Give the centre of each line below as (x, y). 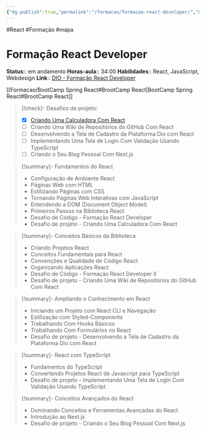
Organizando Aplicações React (70, 267)
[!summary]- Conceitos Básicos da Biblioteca (78, 236)
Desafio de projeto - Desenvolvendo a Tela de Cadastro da (105, 336)
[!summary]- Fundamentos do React (67, 166)
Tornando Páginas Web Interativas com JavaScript (94, 197)
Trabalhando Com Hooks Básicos (73, 323)
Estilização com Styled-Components (77, 317)
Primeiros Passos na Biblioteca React (77, 211)
